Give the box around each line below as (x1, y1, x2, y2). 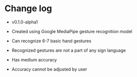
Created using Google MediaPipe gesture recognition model (11, 28, 133, 34)
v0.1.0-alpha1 (11, 19, 38, 25)
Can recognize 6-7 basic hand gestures (11, 38, 92, 44)
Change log (4, 3, 52, 14)
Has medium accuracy (11, 57, 57, 62)
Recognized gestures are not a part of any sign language (11, 47, 126, 53)
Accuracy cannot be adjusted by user (11, 66, 87, 72)
